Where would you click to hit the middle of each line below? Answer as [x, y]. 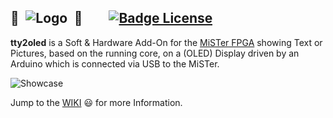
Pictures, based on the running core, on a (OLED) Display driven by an [155, 53]
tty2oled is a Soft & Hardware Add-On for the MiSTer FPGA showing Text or [166, 42]
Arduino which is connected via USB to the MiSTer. [115, 63]
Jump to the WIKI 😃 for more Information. [96, 102]
